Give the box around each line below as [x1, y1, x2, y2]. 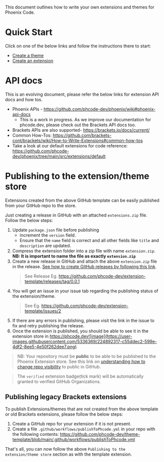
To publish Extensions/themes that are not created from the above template [5, 406, 159, 412]
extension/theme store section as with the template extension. [5, 451, 132, 457]
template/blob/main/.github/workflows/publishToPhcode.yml [12, 436, 135, 442]
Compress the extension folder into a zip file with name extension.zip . [12, 248, 156, 253]
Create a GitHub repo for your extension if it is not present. [12, 421, 131, 426]
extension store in [12, 333, 49, 339]
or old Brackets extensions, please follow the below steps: [5, 411, 123, 417]
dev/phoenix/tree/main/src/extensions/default [12, 153, 106, 159]
